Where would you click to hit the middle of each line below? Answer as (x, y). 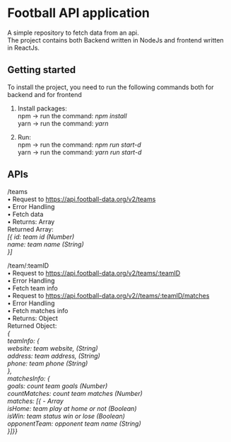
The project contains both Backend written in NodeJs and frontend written (115, 40)
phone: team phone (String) (48, 363)
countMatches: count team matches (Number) (75, 393)
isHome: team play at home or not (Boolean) (72, 408)
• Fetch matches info (38, 310)
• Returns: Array (31, 222)
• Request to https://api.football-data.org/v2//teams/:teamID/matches (108, 295)
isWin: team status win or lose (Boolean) (66, 416)
